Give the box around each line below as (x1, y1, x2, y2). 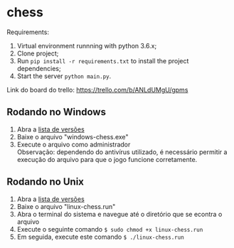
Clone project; (16, 49, 59, 58)
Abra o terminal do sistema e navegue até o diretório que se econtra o (16, 210, 223, 218)
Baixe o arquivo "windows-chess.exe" (16, 132, 129, 141)
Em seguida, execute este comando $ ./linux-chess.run (16, 232, 184, 241)
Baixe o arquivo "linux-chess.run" (16, 202, 116, 210)
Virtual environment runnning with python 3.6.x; (16, 41, 157, 50)
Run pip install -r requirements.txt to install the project (16, 56, 189, 65)
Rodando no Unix (6, 176, 85, 188)
